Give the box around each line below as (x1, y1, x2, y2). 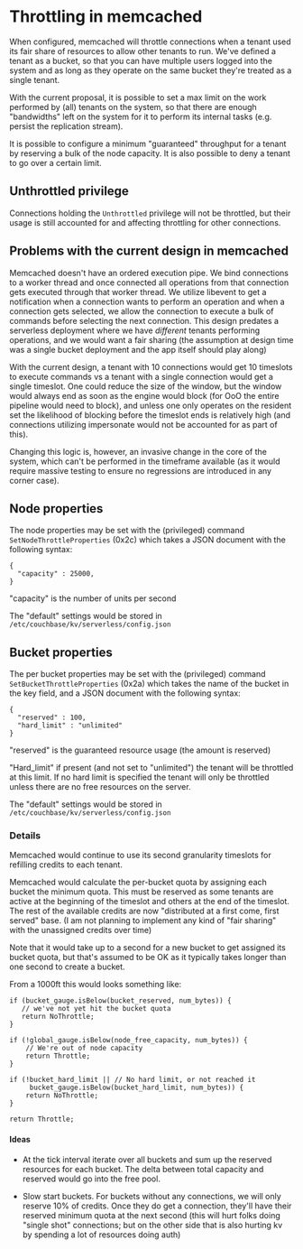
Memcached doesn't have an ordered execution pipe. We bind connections (9, 267, 289, 278)
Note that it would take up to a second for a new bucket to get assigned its (9, 942, 286, 953)
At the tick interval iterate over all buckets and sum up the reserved (22, 1153, 272, 1165)
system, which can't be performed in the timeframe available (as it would (9, 456, 280, 467)
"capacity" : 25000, (17, 569, 95, 578)
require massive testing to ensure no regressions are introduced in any (9, 465, 272, 476)
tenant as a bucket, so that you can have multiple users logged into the (9, 55, 273, 66)
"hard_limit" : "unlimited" (17, 721, 124, 730)
